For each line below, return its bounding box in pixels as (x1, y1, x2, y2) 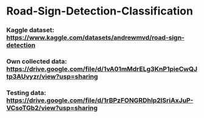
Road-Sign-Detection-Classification (6, 4, 194, 18)
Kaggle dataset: (6, 26, 55, 34)
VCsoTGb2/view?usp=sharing (6, 103, 98, 112)
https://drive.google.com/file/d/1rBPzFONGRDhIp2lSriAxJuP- (6, 96, 194, 104)
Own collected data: (6, 57, 68, 66)
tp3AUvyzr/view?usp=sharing (6, 73, 99, 81)
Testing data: (6, 88, 47, 97)
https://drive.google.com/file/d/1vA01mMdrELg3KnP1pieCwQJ (6, 65, 198, 73)
